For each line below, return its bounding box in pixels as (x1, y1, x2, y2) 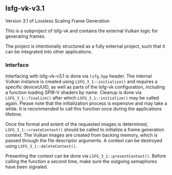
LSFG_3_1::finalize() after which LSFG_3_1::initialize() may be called (5, 95, 159, 101)
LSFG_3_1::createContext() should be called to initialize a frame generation (5, 127, 164, 133)
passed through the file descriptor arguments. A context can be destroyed (5, 138, 163, 144)
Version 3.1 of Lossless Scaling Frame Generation (5, 17, 110, 24)
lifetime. (5, 111, 23, 118)
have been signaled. (5, 164, 48, 170)
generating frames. (5, 33, 46, 39)
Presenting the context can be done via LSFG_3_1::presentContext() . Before (5, 153, 166, 159)
